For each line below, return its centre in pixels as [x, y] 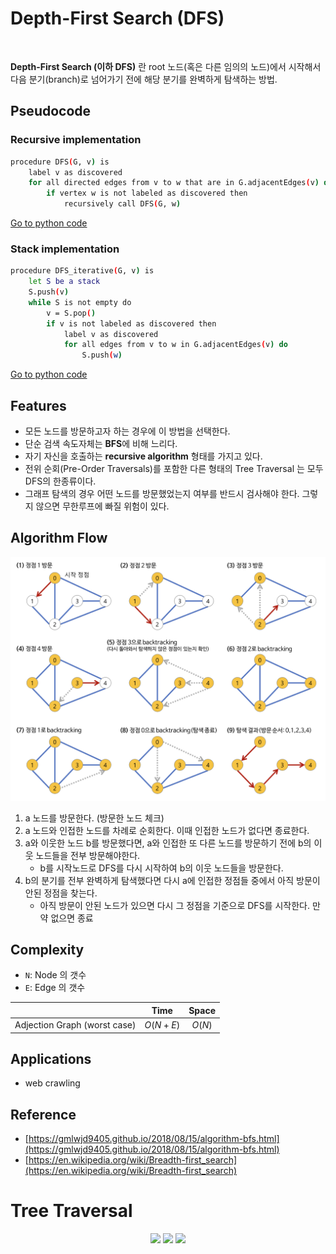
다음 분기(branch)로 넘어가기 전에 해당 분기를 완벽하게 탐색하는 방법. [144, 79]
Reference [43, 1114]
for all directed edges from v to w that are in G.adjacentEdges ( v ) [174, 183]
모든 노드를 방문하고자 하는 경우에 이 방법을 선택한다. [127, 431]
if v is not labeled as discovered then [131, 323]
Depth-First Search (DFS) [117, 18]
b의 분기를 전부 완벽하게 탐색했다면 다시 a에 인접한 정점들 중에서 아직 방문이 [172, 880]
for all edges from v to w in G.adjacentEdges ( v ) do [175, 345]
